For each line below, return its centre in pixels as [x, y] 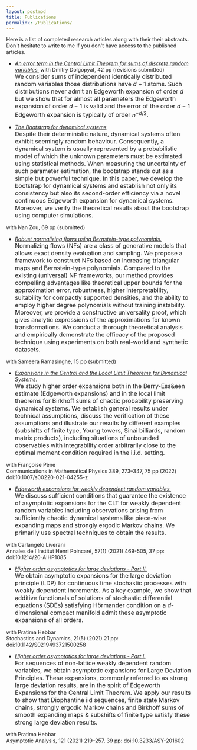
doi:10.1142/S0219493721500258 [46, 645]
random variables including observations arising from [89, 510]
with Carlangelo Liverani [36, 544]
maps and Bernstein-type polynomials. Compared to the [93, 268]
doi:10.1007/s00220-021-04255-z [47, 477]
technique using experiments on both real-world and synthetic [101, 342]
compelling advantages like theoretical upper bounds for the [98, 283]
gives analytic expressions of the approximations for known [97, 319]
